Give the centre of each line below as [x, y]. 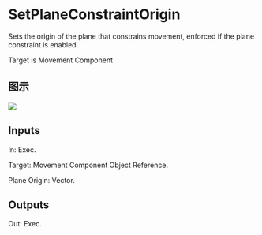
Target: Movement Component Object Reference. [88, 165]
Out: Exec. [25, 224]
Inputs [24, 131]
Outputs [29, 205]
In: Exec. [22, 149]
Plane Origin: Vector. [41, 180]
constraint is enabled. [43, 44]
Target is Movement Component [60, 60]
